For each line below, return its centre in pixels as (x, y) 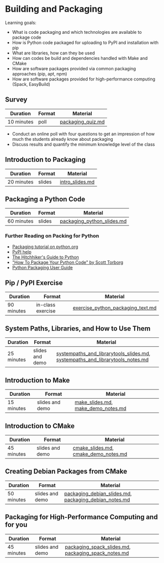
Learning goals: (21, 23)
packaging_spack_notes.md (97, 553)
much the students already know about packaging (62, 139)
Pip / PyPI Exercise (34, 283)
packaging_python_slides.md (93, 221)
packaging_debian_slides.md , (98, 493)
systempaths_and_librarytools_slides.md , (103, 354)
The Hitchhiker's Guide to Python (45, 257)
